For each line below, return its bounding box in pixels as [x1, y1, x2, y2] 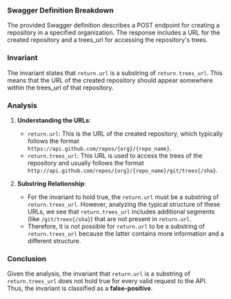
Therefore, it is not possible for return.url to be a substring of [27, 222, 205, 230]
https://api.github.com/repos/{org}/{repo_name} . [27, 144, 172, 152]
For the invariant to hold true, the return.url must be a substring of [27, 192, 219, 201]
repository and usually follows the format [27, 158, 144, 167]
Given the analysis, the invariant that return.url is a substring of [7, 269, 191, 278]
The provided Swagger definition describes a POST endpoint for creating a [7, 21, 220, 30]
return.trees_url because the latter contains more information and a [27, 229, 224, 238]
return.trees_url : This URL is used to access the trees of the [27, 151, 203, 160]
